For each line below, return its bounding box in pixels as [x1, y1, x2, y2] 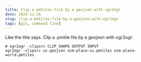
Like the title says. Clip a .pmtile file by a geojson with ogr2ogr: [5, 34, 134, 40]
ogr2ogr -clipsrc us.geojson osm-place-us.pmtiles [5, 48, 112, 53]
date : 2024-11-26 [5, 12, 41, 17]
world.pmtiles [5, 53, 35, 58]
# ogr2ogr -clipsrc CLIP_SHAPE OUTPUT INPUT [5, 44, 99, 49]
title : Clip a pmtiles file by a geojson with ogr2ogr [5, 7, 121, 12]
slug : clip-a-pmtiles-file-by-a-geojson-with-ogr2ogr [5, 16, 119, 21]
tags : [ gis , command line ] [5, 21, 61, 26]
